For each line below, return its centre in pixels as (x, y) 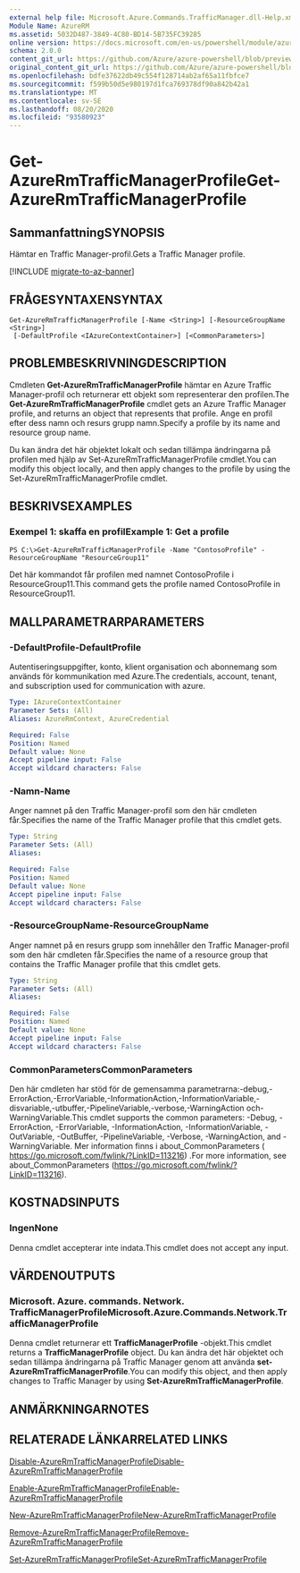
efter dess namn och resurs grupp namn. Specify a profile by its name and (145, 422)
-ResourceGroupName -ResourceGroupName (109, 925)
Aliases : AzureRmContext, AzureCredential (89, 718)
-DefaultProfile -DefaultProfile (75, 647)
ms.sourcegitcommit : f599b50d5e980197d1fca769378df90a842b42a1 (129, 84)
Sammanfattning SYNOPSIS (87, 232)
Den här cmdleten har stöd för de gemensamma (97, 1089)
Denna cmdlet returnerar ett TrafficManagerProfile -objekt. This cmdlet (141, 1343)
